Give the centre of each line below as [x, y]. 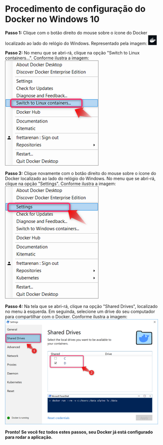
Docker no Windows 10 [52, 19]
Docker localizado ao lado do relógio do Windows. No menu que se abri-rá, [80, 178]
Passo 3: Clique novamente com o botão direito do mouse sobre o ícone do [81, 173]
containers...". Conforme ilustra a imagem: [47, 58]
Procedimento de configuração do [75, 9]
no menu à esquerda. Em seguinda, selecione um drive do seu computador [80, 311]
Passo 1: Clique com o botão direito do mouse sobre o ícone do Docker [76, 33]
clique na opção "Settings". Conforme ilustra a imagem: [61, 184]
